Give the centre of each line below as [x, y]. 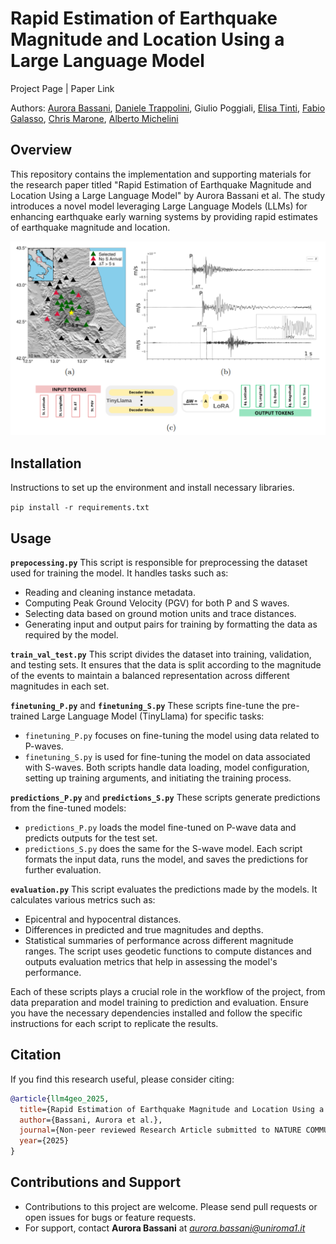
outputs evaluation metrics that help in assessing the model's [151, 961]
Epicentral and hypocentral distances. [103, 919]
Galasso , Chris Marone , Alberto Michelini [94, 118]
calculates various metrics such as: [83, 899]
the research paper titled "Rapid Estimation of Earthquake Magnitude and [161, 184]
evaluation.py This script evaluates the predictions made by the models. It [164, 889]
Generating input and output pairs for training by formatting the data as [171, 624]
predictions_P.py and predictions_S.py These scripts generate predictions [165, 797]
